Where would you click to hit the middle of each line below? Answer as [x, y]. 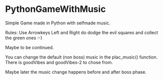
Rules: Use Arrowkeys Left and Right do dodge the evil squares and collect [81, 32]
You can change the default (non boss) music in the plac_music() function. [81, 57]
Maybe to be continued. [30, 47]
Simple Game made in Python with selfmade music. [58, 23]
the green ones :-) [24, 38]
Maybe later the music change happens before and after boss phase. [76, 72]
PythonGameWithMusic [55, 9]
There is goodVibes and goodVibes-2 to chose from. [59, 62]
